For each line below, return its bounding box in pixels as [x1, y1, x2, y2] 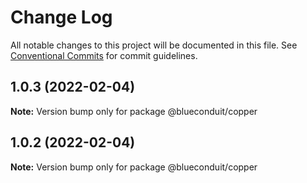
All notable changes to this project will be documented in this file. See [10, 39, 298, 51]
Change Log [10, 6, 113, 29]
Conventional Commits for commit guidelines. [10, 49, 198, 61]
